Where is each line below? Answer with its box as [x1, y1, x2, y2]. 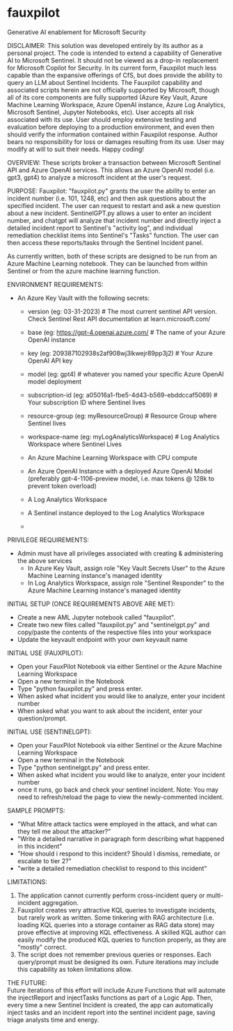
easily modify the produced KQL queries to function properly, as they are [17, 935, 227, 944]
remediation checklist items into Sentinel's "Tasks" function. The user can [7, 231, 219, 239]
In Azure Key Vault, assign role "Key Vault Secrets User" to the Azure [27, 564, 225, 572]
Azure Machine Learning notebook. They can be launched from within [7, 259, 208, 267]
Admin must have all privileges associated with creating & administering [17, 549, 224, 558]
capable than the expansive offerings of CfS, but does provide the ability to [7, 71, 223, 79]
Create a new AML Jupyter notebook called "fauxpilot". [17, 613, 176, 621]
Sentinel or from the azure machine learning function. [7, 267, 161, 275]
